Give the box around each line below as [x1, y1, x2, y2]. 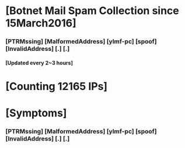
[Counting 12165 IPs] [5, 80, 108, 93]
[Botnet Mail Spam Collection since [5, 4, 179, 18]
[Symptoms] [5, 106, 67, 120]
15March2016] [5, 16, 76, 30]
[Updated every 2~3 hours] [5, 59, 74, 66]
